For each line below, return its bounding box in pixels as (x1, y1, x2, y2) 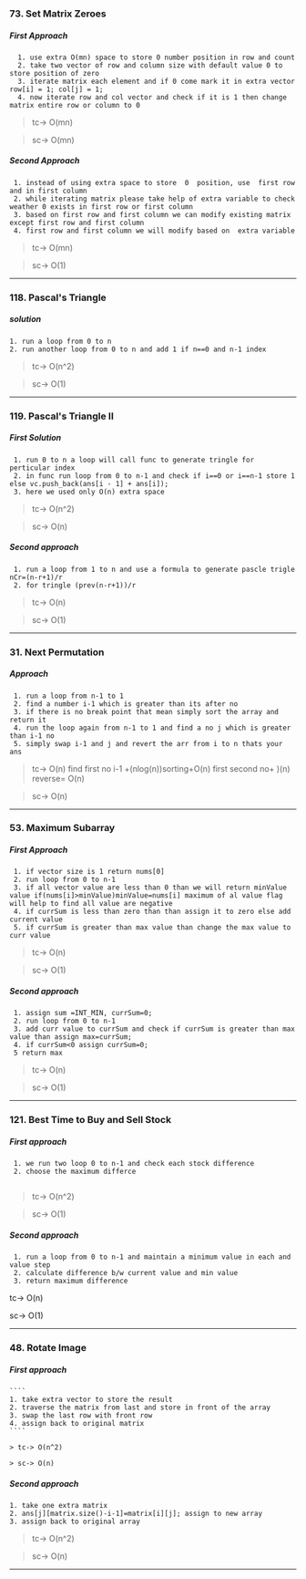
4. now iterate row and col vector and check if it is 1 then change (17, 92, 287, 102)
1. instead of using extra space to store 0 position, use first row (13, 178, 296, 187)
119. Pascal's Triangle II (9, 410, 114, 422)
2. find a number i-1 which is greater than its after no (13, 699, 239, 709)
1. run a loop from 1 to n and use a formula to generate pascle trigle (13, 565, 296, 574)
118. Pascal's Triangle (9, 291, 107, 304)
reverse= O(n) (31, 773, 85, 784)
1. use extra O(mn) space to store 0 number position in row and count (17, 53, 296, 62)
